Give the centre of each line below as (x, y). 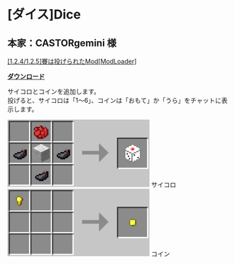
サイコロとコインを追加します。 (54, 92)
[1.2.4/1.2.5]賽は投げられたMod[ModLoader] (72, 61)
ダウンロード (26, 76)
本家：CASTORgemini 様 (62, 43)
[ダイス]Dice (44, 15)
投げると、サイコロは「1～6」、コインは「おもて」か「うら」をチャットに (115, 100)
